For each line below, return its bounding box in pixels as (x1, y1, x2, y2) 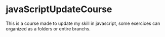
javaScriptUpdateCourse (6, 4, 112, 15)
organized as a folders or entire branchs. (6, 25, 91, 31)
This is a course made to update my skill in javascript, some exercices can (6, 20, 160, 26)
